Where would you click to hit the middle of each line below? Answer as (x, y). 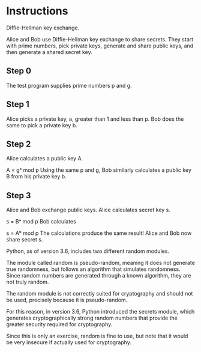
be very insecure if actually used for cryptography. (69, 342)
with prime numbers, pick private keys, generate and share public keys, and (100, 46)
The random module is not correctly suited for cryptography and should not (100, 294)
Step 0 (19, 71)
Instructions (37, 11)
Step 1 (18, 104)
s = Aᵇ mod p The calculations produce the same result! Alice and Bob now (99, 233)
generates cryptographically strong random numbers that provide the (92, 318)
